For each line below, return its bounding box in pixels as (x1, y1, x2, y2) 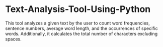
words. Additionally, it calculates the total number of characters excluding (5, 30, 158, 36)
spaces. (5, 36, 22, 42)
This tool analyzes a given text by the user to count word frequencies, (5, 20, 150, 26)
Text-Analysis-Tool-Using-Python (5, 3, 151, 15)
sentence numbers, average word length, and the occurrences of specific (5, 25, 158, 31)
